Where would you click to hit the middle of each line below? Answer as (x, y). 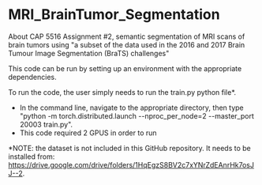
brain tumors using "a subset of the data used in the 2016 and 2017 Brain (127, 44)
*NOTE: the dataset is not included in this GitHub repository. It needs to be (129, 148)
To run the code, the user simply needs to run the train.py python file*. (122, 92)
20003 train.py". (46, 124)
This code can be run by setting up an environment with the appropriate (125, 68)
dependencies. (32, 77)
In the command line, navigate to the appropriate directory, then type (131, 108)
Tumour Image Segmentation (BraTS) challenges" (89, 53)
